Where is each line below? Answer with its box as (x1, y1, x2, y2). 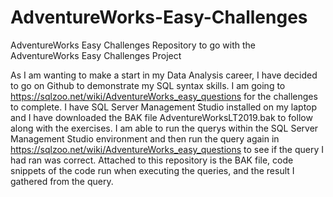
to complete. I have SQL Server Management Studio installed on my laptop (10, 101, 318, 113)
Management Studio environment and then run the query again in (10, 132, 280, 145)
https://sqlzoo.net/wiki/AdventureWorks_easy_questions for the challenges (10, 90, 318, 102)
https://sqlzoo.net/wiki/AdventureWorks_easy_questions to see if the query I (10, 143, 325, 155)
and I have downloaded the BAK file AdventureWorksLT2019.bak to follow (10, 111, 313, 123)
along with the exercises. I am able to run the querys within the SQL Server (10, 122, 319, 134)
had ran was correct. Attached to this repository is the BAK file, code (10, 154, 294, 166)
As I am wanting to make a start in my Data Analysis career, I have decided (10, 69, 318, 81)
